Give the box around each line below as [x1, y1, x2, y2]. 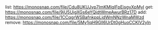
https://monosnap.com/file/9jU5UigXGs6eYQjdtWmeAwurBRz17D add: [5, 9, 147, 15]
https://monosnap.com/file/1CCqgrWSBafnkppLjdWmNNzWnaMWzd [5, 15, 144, 20]
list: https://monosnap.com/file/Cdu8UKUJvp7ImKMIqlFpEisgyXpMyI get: [5, 4, 154, 10]
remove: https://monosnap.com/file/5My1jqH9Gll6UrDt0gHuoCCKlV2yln [5, 19, 151, 25]
